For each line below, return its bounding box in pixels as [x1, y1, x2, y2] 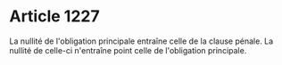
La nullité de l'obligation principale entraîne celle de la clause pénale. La [9, 36, 274, 46]
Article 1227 [9, 6, 100, 27]
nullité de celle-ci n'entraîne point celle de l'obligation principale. [9, 45, 247, 55]
